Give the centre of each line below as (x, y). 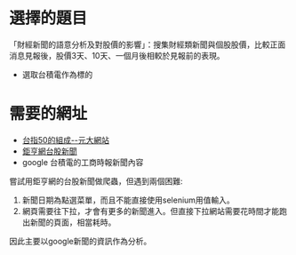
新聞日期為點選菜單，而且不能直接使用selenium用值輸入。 (128, 200)
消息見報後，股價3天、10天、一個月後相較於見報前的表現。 (117, 55)
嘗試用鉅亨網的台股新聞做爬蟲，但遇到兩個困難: (96, 181)
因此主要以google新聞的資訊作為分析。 (80, 241)
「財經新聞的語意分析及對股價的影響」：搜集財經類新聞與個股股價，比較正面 (148, 44)
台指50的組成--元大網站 (65, 139)
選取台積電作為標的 (57, 74)
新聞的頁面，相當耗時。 (73, 222)
